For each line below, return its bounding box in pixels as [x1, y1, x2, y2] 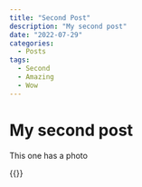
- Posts [17, 47, 47, 56]
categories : [9, 38, 54, 48]
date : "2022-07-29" [9, 30, 83, 39]
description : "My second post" [9, 22, 128, 31]
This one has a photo [9, 150, 89, 161]
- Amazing [17, 73, 54, 82]
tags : [9, 55, 30, 64]
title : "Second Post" [9, 13, 91, 23]
